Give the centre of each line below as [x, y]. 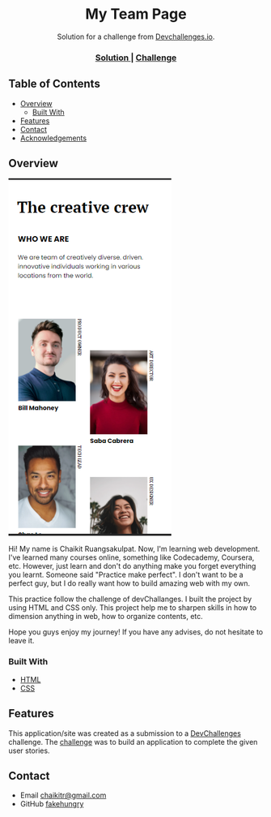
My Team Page [136, 14]
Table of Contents [55, 84]
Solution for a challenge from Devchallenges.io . [136, 37]
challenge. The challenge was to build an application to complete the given [133, 742]
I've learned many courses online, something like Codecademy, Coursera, [131, 557]
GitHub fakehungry [52, 804]
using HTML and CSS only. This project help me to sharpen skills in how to [133, 608]
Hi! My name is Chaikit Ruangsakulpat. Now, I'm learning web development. [134, 549]
